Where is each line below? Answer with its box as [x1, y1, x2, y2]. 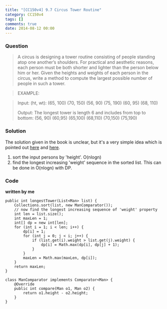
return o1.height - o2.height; [23, 290, 88, 296]
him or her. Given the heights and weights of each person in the [17, 70, 148, 76]
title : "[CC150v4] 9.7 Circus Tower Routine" [5, 7, 101, 13]
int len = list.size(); [14, 212, 64, 217]
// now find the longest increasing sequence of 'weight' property [14, 207, 157, 212]
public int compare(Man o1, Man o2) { [14, 286, 95, 291]
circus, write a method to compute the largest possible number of [17, 75, 152, 81]
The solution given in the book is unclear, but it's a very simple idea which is [5, 139, 162, 145]
